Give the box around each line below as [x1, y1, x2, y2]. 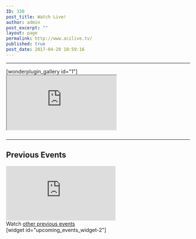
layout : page [6, 30, 38, 36]
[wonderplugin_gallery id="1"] [6, 68, 78, 75]
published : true [6, 41, 45, 47]
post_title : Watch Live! [6, 14, 66, 20]
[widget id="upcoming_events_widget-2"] [6, 226, 107, 233]
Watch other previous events [6, 220, 75, 227]
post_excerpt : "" [6, 24, 48, 31]
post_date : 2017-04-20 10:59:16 [6, 47, 85, 52]
